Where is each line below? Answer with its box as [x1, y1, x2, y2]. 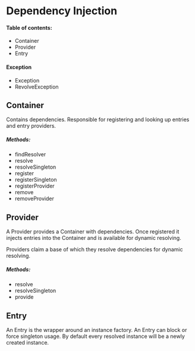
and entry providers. [6, 122, 56, 129]
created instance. [6, 339, 49, 346]
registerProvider [14, 182, 55, 189]
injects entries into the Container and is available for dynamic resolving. [6, 235, 181, 242]
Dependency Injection [6, 4, 118, 18]
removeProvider [14, 195, 55, 203]
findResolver [14, 151, 46, 158]
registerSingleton [14, 176, 58, 184]
